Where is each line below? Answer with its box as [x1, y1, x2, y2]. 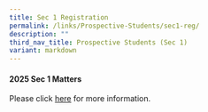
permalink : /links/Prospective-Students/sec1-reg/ [9, 21, 200, 30]
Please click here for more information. [9, 93, 151, 104]
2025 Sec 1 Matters [9, 73, 82, 84]
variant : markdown [9, 46, 77, 55]
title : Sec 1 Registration [9, 12, 109, 22]
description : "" [9, 29, 69, 38]
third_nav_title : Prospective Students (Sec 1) [9, 37, 189, 47]
